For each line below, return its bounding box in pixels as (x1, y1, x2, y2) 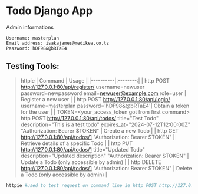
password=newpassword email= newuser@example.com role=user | (20, 90, 187, 97)
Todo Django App (6, 4, 93, 18)
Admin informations (6, 24, 54, 31)
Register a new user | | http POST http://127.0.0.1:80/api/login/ (20, 96, 170, 103)
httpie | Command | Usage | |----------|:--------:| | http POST (20, 77, 170, 84)
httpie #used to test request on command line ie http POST (6, 182, 157, 188)
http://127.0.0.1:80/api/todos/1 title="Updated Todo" (20, 146, 146, 153)
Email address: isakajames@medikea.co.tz (6, 40, 110, 46)
